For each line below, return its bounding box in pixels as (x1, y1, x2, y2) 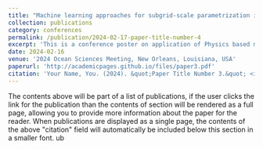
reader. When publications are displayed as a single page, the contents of (8, 116, 246, 125)
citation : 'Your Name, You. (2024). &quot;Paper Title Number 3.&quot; (8, 70, 247, 78)
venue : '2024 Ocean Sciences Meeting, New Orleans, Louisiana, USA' (8, 56, 236, 64)
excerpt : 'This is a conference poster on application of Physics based (8, 41, 250, 49)
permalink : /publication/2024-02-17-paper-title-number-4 (8, 33, 201, 42)
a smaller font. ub (8, 133, 65, 142)
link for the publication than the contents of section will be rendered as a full (8, 100, 254, 109)
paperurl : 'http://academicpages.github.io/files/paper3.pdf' (8, 63, 215, 71)
